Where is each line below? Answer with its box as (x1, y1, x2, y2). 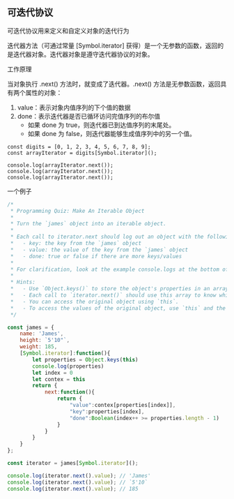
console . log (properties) (32, 362, 104, 370)
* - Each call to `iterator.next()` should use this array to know (10, 292, 217, 299)
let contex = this (32, 375, 86, 382)
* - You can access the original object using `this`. (10, 298, 179, 305)
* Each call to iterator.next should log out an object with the (10, 233, 204, 241)
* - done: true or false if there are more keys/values (10, 253, 182, 260)
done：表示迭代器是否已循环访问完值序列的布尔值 (17, 112, 161, 120)
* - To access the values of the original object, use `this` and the (10, 304, 226, 312)
